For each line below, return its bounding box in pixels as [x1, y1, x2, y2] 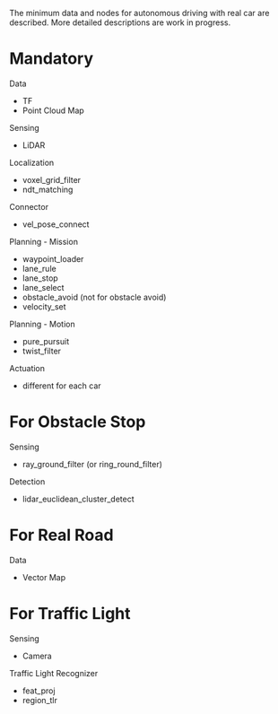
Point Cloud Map [22, 105, 85, 116]
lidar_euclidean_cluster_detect [22, 493, 135, 504]
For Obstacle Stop [9, 412, 146, 432]
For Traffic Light [9, 604, 132, 623]
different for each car [22, 380, 101, 391]
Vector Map [22, 571, 66, 582]
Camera [22, 650, 52, 661]
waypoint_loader [22, 253, 84, 264]
